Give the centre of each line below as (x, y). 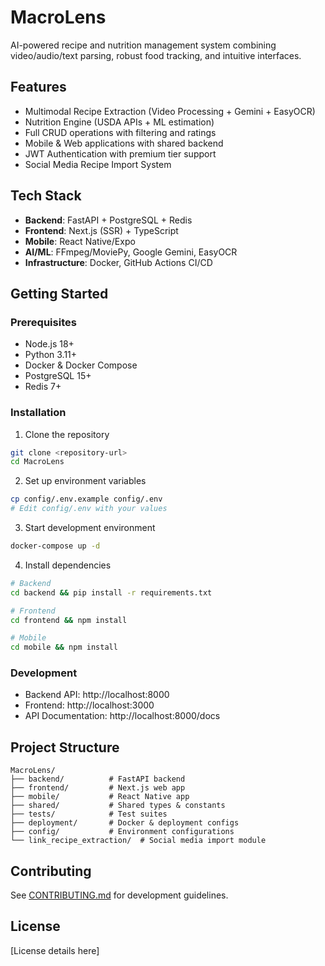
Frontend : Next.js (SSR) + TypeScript (101, 230)
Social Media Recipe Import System (98, 164)
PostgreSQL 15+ (58, 376)
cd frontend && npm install (69, 620)
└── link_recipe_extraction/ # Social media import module (138, 841)
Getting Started (59, 293)
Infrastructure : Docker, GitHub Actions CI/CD (118, 262)
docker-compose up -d (55, 546)
